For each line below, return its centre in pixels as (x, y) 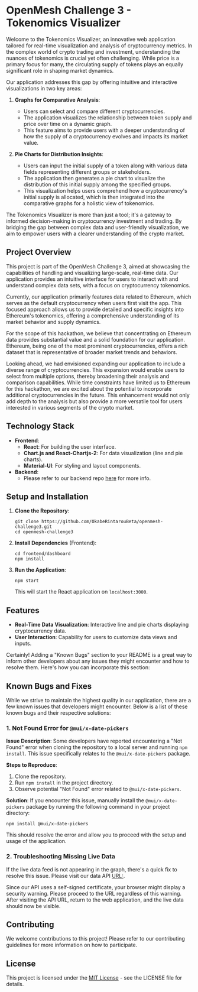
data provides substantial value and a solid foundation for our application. (95, 339)
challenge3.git (33, 527)
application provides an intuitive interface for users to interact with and (92, 279)
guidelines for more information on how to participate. (72, 945)
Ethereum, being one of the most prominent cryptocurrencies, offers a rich (97, 346)
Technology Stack (40, 426)
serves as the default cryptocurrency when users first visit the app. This (94, 303)
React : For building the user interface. (70, 446)
